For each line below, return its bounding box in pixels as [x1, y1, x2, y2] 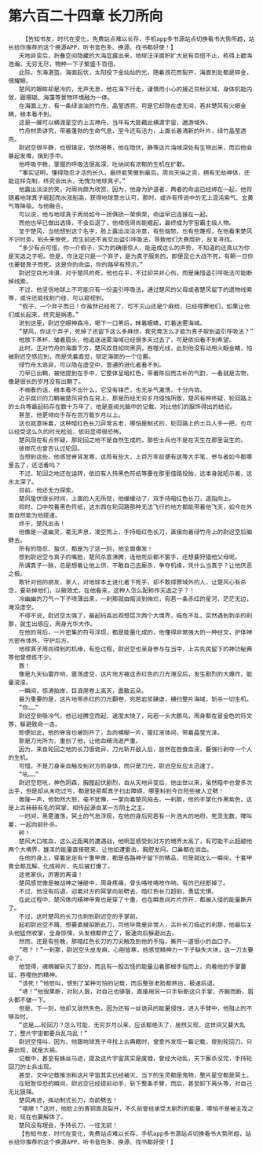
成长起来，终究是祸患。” [13, 311, 79, 319]
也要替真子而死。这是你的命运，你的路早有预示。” [8, 260, 144, 268]
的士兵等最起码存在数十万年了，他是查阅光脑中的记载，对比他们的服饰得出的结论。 [8, 403, 236, 411]
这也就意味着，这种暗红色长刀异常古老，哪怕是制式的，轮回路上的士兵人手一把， [18, 419, 241, 427]
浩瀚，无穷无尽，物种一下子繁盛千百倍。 [8, 60, 119, 68]
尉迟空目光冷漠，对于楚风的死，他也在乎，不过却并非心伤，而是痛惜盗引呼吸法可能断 [18, 269, 253, 277]
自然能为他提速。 [13, 511, 61, 519]
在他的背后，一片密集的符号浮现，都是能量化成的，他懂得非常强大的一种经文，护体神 [18, 628, 253, 636]
